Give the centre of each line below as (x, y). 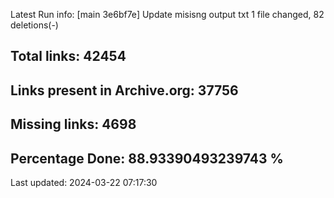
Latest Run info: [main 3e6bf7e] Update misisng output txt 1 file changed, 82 (167, 14)
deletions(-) (34, 25)
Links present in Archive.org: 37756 (124, 90)
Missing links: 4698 (73, 124)
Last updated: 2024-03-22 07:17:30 (84, 182)
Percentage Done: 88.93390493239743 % (147, 158)
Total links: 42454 (68, 56)
